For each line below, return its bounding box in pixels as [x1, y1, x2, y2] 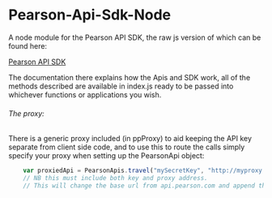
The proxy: [8, 108, 45, 118]
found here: [8, 41, 47, 50]
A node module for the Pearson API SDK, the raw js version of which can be [8, 32, 261, 42]
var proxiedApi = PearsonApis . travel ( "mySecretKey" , [23, 166, 205, 175]
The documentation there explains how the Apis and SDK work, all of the [8, 72, 251, 82]
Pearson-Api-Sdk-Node [8, 6, 172, 24]
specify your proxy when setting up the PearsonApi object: [8, 151, 205, 161]
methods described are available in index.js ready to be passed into [8, 81, 234, 91]
